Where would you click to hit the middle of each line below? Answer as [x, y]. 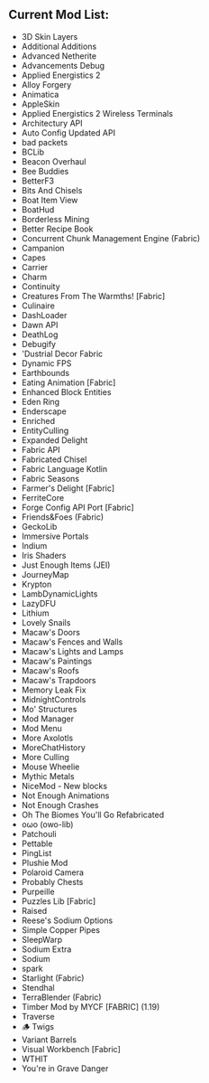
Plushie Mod [45, 862]
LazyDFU [39, 603]
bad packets [45, 142]
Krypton [36, 584]
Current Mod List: [59, 15]
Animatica [40, 94]
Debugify [38, 344]
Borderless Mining [55, 219]
